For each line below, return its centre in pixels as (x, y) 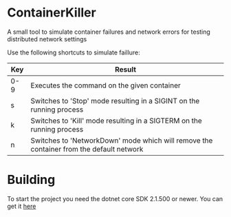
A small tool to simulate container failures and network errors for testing (109, 32)
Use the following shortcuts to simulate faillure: (74, 52)
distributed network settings (47, 39)
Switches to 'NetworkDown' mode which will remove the (122, 141)
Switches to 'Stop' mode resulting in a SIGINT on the (115, 101)
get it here (22, 206)
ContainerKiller (52, 13)
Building (31, 180)
